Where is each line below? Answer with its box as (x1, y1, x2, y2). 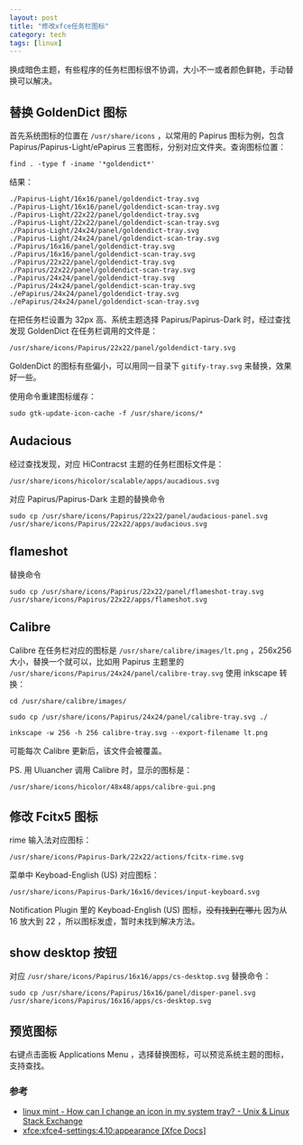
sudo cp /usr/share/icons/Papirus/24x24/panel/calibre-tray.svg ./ (9, 712, 269, 721)
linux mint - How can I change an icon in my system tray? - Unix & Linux (22, 1106, 290, 1117)
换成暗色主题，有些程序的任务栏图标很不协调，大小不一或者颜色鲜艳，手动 (9, 64, 286, 75)
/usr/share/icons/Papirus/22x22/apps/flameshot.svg (9, 595, 207, 604)
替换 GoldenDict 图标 (9, 105, 128, 120)
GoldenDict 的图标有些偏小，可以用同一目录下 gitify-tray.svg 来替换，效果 (9, 360, 292, 371)
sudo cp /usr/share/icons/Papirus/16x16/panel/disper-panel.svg (9, 989, 256, 998)
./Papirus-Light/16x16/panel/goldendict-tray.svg (9, 195, 200, 204)
